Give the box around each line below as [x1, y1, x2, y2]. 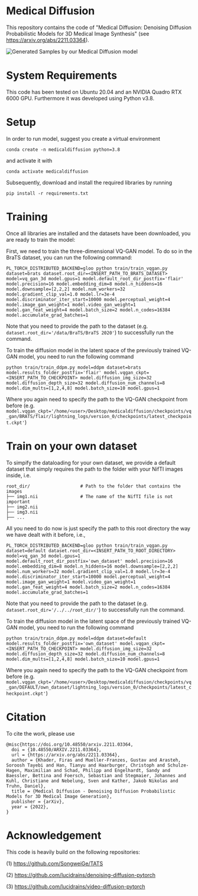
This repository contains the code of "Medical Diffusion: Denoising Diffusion [6, 24, 192, 31]
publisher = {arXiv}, [11, 799, 65, 805]
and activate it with [6, 157, 53, 164]
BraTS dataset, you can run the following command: [6, 254, 132, 261]
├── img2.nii [6, 504, 38, 510]
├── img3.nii [6, 509, 38, 515]
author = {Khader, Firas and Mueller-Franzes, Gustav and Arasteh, [11, 757, 181, 763]
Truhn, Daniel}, [6, 783, 46, 789]
